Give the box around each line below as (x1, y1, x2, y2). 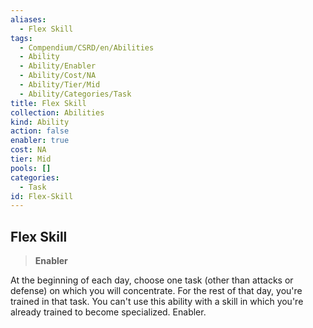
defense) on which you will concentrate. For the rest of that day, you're (10, 285, 303, 297)
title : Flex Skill (10, 98, 87, 108)
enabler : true (10, 136, 70, 146)
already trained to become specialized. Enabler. (10, 306, 207, 318)
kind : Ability (10, 117, 70, 127)
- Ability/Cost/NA (19, 71, 97, 81)
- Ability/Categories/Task (19, 89, 132, 99)
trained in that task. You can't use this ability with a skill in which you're (10, 296, 304, 308)
